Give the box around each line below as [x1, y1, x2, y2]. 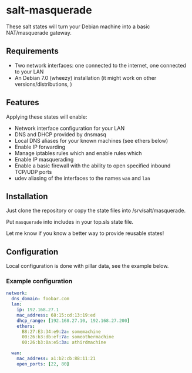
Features [6, 98, 39, 107]
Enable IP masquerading [14, 156, 74, 163]
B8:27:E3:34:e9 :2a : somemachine [21, 328, 101, 335]
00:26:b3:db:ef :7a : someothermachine [21, 334, 114, 340]
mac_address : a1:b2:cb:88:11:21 [16, 356, 96, 362]
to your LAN [14, 68, 44, 75]
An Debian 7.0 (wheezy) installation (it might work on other [14, 74, 157, 81]
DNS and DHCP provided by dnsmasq [14, 130, 107, 138]
